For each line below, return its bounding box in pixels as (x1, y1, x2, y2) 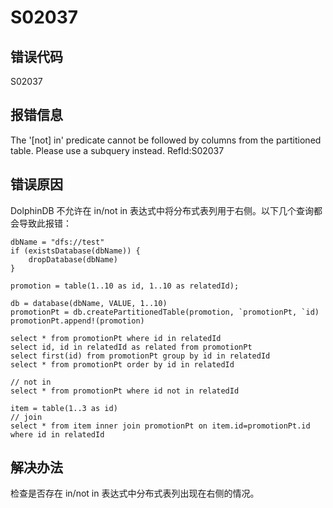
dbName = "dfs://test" (10, 237, 105, 247)
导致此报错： (18, 217, 72, 229)
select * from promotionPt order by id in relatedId (10, 359, 235, 370)
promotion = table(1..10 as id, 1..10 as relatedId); (10, 281, 240, 291)
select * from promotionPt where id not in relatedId (10, 386, 240, 396)
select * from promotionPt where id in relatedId (10, 333, 222, 343)
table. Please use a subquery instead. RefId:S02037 (10, 144, 225, 156)
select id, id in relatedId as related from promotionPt (10, 342, 253, 352)
